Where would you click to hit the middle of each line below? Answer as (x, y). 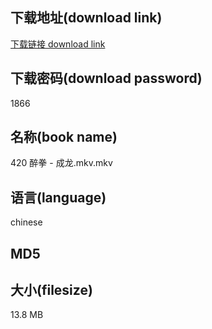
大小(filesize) (51, 290)
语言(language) (58, 197)
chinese (26, 222)
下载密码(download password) (106, 78)
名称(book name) (64, 137)
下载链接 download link (58, 44)
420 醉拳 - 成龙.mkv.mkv (61, 163)
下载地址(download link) (86, 18)
